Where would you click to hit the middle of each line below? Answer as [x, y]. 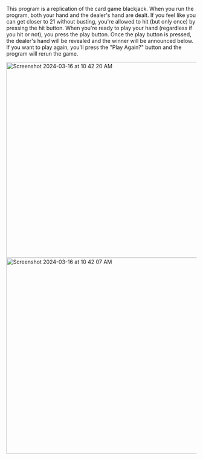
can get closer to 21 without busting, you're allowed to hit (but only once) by [101, 21]
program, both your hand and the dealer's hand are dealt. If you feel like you [101, 15]
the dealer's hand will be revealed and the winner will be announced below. [100, 41]
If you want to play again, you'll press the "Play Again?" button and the [94, 47]
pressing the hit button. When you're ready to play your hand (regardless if [99, 28]
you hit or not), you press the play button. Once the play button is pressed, [99, 34]
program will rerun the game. [42, 53]
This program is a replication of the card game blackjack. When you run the [100, 9]
